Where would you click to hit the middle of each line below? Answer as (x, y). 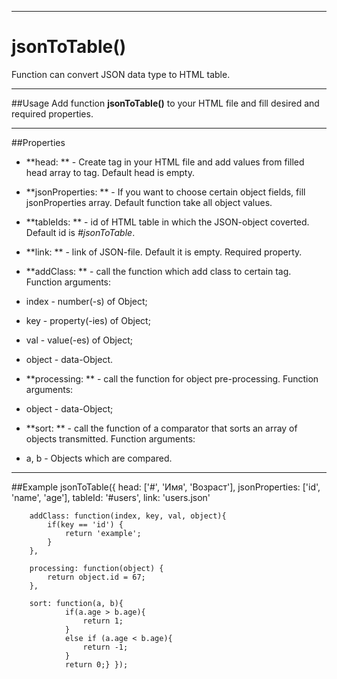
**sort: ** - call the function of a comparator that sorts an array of (161, 428)
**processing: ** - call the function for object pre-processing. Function (172, 378)
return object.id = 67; (96, 577)
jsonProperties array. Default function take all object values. (149, 202)
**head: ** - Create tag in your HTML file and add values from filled (165, 162)
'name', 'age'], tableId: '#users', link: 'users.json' (111, 497)
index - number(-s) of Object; (86, 301)
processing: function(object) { (96, 568)
